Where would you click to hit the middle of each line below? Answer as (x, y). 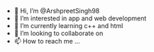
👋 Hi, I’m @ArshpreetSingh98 (57, 11)
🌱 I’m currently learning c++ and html (68, 26)
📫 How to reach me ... (47, 41)
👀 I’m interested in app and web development (80, 18)
